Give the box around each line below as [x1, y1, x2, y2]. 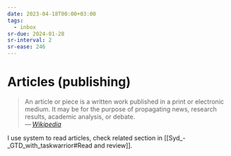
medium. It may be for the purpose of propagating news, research [24, 104, 218, 113]
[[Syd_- [163, 133, 186, 142]
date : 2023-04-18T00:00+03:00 [7, 10, 97, 18]
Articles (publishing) [7, 74, 131, 90]
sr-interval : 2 [7, 37, 52, 44]
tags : [7, 17, 23, 24]
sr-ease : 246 [7, 43, 46, 50]
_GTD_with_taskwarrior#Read [7, 141, 93, 150]
